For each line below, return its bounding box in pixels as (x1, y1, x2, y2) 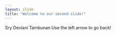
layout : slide (5, 7, 34, 12)
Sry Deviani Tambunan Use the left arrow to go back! (5, 24, 111, 30)
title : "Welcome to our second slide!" (5, 12, 86, 16)
